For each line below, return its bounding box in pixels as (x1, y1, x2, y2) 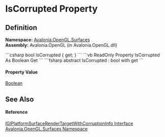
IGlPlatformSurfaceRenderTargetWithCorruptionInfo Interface (5, 120, 134, 126)
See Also (5, 95, 34, 104)
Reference (5, 109, 28, 115)
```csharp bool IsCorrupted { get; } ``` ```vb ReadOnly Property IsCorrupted (5, 52, 160, 58)
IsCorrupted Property (5, 3, 98, 15)
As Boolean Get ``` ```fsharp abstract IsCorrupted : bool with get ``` (5, 57, 144, 63)
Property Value (5, 69, 38, 75)
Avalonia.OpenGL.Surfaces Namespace (5, 125, 88, 132)
